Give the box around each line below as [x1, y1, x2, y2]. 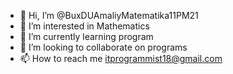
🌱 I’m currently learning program [19, 31, 154, 42]
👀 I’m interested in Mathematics [19, 20, 150, 32]
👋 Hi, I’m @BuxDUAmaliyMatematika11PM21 [19, 10, 199, 21]
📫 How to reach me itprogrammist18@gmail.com [19, 53, 223, 64]
